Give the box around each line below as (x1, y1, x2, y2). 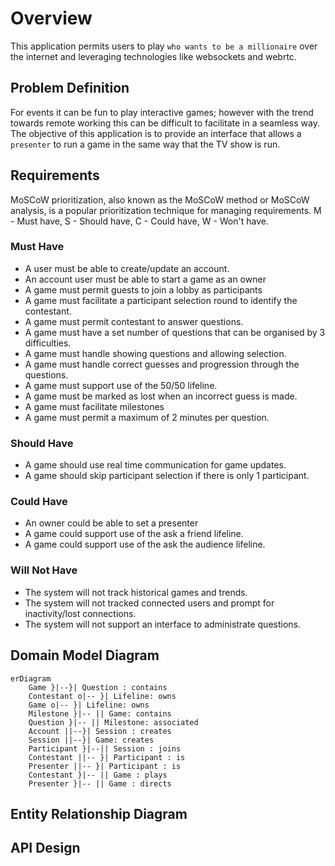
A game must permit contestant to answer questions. (24, 315, 244, 327)
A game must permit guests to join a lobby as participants (24, 283, 263, 296)
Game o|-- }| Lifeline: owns (28, 700, 150, 710)
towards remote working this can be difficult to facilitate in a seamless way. (10, 117, 320, 129)
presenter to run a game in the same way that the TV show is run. (10, 138, 281, 150)
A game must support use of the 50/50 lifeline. (24, 379, 218, 391)
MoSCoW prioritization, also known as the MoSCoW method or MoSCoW (10, 193, 310, 206)
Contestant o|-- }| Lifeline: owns (28, 691, 177, 701)
